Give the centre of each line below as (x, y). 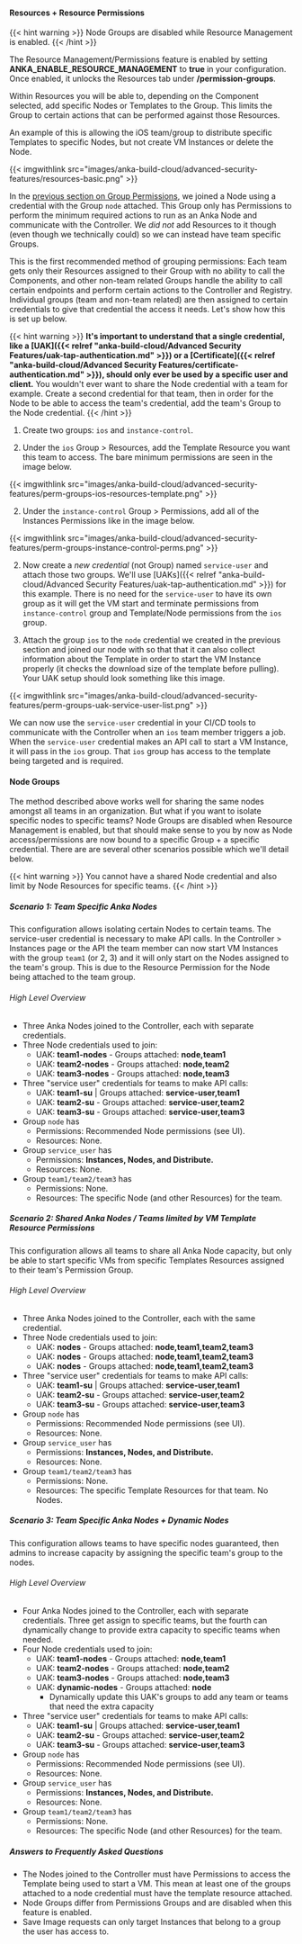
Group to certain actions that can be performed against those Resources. (145, 115)
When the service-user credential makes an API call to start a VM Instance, (149, 742)
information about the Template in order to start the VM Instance (142, 659)
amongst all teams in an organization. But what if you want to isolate (136, 811)
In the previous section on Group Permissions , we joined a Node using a (143, 196)
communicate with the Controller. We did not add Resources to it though (143, 225)
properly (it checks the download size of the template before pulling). (151, 669)
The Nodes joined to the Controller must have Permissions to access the (156, 1874)
